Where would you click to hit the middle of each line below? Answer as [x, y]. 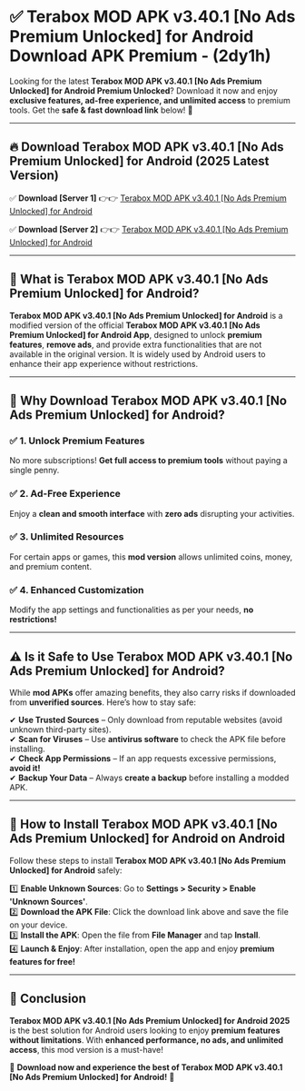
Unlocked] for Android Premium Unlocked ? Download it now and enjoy [144, 90]
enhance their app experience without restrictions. [103, 363]
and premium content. [51, 566]
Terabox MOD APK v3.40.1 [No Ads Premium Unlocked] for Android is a [146, 315]
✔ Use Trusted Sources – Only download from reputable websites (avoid [146, 719]
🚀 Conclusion [48, 999]
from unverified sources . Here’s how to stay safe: [103, 702]
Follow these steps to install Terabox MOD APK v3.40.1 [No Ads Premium [148, 860]
